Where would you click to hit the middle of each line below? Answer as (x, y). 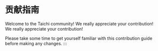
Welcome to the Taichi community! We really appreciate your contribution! (79, 24)
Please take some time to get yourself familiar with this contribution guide (79, 38)
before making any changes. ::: (36, 43)
